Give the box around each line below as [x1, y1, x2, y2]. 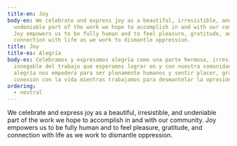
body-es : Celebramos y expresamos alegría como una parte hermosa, [7, 56, 210, 63]
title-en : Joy [7, 10, 49, 18]
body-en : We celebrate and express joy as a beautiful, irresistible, [7, 17, 219, 24]
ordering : [7, 83, 37, 90]
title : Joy [7, 43, 39, 50]
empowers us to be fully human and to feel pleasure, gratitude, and [7, 123, 202, 132]
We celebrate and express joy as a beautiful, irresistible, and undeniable [7, 109, 217, 117]
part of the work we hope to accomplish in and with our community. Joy [7, 116, 217, 124]
